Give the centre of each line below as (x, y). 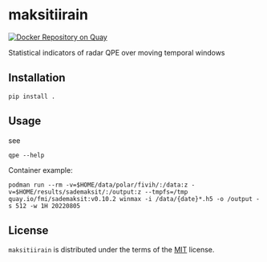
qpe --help (26, 155)
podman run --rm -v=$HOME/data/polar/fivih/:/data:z (98, 185)
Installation (37, 78)
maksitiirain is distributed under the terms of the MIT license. (111, 250)
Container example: (41, 170)
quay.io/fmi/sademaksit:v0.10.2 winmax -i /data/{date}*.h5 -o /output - (134, 199)
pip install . (32, 96)
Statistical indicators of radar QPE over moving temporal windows (117, 52)
